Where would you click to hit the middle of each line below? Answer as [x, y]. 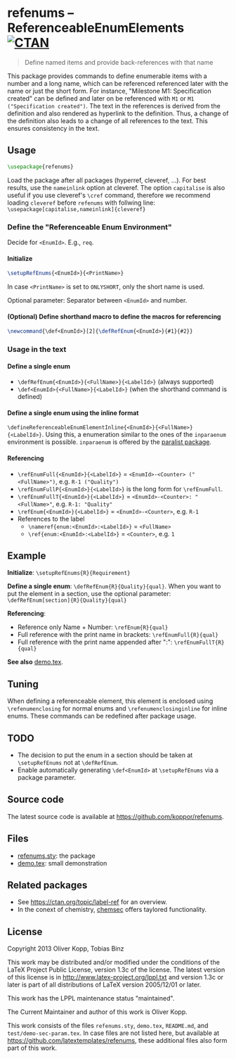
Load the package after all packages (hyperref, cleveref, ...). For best [107, 180]
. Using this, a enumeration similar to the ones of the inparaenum [134, 435]
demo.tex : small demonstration [62, 863]
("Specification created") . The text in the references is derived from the [114, 106]
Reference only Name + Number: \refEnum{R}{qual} [93, 627]
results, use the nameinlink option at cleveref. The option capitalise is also [116, 187]
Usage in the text [37, 349]
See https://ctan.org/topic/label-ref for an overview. [92, 902]
